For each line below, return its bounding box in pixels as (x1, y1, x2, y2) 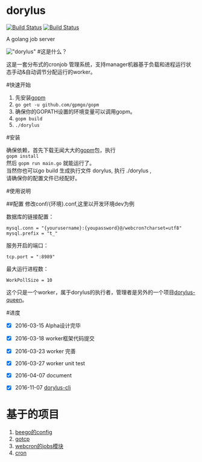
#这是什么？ (37, 48, 68, 55)
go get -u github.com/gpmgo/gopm (14, 102, 99, 108)
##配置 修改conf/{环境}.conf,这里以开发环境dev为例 (6, 200, 134, 207)
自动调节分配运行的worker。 (25, 68, 96, 76)
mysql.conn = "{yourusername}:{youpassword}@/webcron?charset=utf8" (6, 225, 182, 231)
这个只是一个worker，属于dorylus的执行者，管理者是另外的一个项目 (6, 288, 175, 296)
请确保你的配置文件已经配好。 (6, 174, 80, 181)
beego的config (14, 429, 52, 436)
